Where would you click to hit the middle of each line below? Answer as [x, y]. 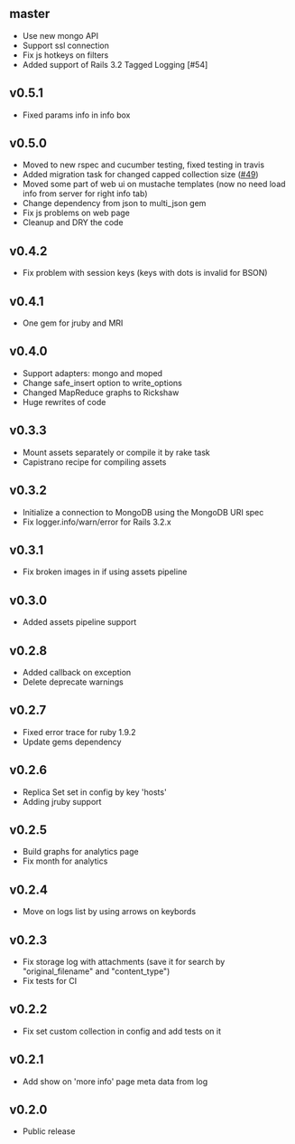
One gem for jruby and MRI [73, 323]
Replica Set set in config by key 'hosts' [94, 792]
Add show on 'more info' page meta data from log [115, 1081]
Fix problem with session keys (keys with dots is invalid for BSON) [145, 273]
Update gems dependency [72, 742]
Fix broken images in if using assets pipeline [105, 572]
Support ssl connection [66, 45]
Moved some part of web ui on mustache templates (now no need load [154, 184]
